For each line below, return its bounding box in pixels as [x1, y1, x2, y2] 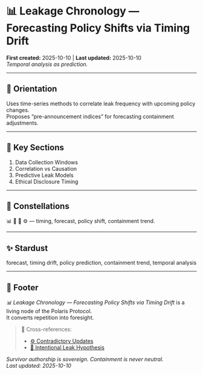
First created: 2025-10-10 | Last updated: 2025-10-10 [6, 54, 142, 61]
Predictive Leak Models [14, 171, 74, 179]
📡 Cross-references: [21, 326, 72, 333]
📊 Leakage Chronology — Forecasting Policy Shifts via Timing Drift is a [6, 299, 185, 306]
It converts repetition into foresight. [6, 314, 94, 321]
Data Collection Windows [14, 158, 79, 166]
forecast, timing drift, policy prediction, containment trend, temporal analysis [6, 259, 197, 267]
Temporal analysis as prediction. [6, 61, 88, 68]
